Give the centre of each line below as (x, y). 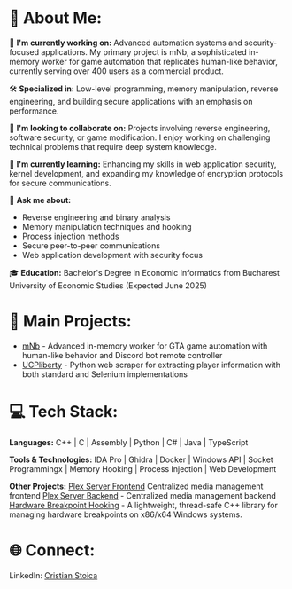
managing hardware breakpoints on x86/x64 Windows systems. (126, 514)
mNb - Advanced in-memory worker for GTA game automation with (145, 346)
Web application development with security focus (112, 255)
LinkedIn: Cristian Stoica (54, 575)
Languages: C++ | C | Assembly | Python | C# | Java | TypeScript (129, 442)
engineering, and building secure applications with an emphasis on (131, 101)
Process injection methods (70, 236)
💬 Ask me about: (40, 200)
